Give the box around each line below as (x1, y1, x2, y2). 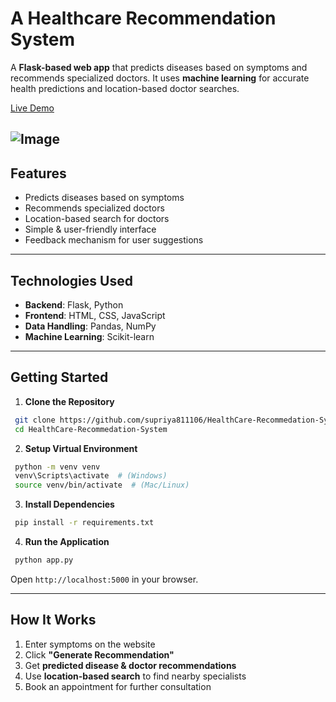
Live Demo (10, 102, 55, 114)
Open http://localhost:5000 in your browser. (10, 573, 199, 585)
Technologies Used (10, 272, 133, 289)
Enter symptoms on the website (24, 638, 156, 650)
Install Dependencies (24, 498, 115, 511)
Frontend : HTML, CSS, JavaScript (24, 309, 166, 321)
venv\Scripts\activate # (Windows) (14, 471, 168, 481)
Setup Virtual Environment (24, 442, 138, 454)
